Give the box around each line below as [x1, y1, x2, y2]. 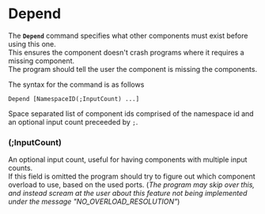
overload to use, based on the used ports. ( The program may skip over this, [8, 180, 256, 190]
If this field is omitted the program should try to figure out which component [8, 171, 256, 182]
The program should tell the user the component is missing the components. [8, 64, 258, 73]
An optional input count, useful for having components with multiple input [8, 155, 248, 164]
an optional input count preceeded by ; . [8, 117, 138, 126]
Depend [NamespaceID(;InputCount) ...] [8, 95, 140, 103]
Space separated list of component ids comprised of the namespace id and [8, 108, 255, 118]
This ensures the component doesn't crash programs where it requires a [8, 47, 244, 57]
